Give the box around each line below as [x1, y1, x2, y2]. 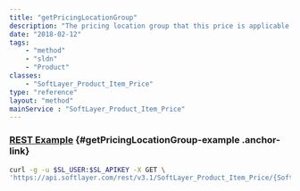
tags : [9, 37, 29, 47]
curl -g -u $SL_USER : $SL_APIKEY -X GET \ [9, 165, 166, 174]
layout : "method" [9, 95, 74, 105]
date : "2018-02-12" [9, 29, 82, 38]
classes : [9, 71, 42, 80]
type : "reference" [9, 87, 78, 96]
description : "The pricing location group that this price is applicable [9, 21, 290, 30]
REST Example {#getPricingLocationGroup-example [9, 134, 240, 146]
